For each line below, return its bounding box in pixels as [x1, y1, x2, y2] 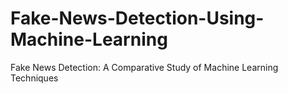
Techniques [10, 72, 59, 84]
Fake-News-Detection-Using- [10, 7, 265, 30]
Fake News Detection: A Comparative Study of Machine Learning [10, 61, 279, 73]
